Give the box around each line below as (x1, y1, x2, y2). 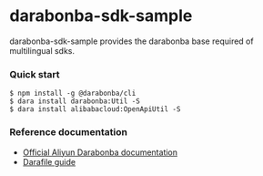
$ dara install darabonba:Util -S (9, 97, 141, 106)
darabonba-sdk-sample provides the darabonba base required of (9, 36, 254, 47)
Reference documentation (9, 126, 127, 139)
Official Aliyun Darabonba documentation (22, 147, 178, 158)
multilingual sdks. (9, 45, 76, 56)
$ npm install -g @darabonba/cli (9, 88, 137, 98)
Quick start (9, 67, 61, 80)
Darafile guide (22, 156, 76, 167)
